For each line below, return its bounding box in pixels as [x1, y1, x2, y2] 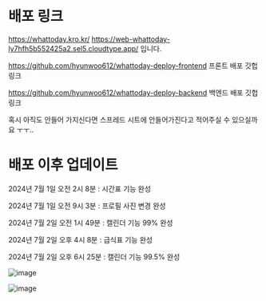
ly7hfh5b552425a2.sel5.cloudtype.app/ [8, 43, 139, 53]
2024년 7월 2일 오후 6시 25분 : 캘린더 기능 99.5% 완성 [8, 251, 181, 261]
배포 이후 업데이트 [8, 156, 118, 175]
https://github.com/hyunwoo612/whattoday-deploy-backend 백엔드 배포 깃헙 [8, 87, 258, 97]
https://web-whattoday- [91, 34, 170, 44]
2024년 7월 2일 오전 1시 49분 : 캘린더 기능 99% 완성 [8, 218, 173, 227]
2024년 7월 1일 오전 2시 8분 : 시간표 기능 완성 [8, 183, 152, 193]
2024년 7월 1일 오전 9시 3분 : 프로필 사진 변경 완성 [8, 201, 166, 211]
